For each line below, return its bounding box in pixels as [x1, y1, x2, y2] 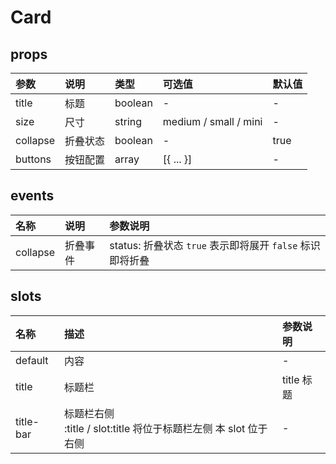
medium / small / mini [162, 115, 263, 128]
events [10, 187, 55, 205]
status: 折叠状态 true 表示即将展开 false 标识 [109, 238, 321, 252]
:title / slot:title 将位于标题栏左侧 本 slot [64, 421, 246, 435]
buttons [15, 152, 52, 166]
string [114, 115, 143, 128]
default [15, 353, 49, 367]
